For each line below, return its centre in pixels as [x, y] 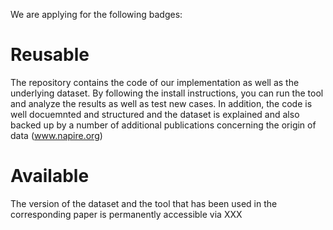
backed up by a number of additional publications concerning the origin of [163, 125]
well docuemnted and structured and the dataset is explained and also [155, 114]
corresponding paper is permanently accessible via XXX [126, 214]
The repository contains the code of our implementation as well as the [155, 82]
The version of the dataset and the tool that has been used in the [144, 203]
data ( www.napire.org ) [56, 135]
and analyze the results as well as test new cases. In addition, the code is [161, 103]
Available [50, 176]
